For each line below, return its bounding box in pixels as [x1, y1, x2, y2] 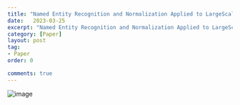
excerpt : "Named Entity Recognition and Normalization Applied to [7, 24, 209, 31]
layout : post [7, 37, 46, 44]
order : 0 [7, 57, 34, 64]
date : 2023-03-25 [7, 17, 66, 24]
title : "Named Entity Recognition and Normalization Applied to [7, 10, 203, 18]
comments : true [7, 69, 53, 77]
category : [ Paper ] [7, 30, 62, 38]
